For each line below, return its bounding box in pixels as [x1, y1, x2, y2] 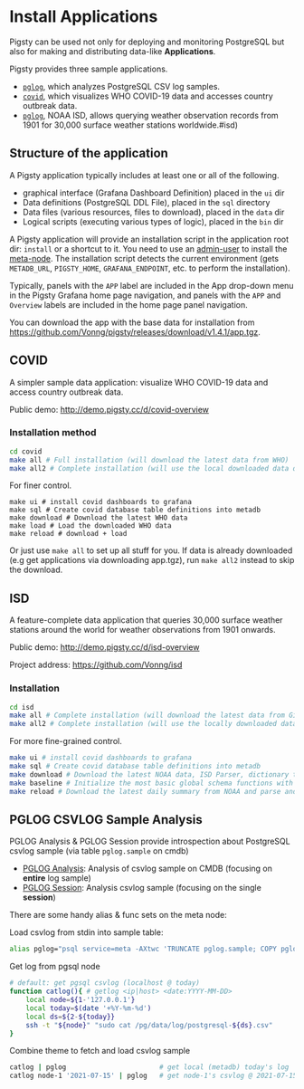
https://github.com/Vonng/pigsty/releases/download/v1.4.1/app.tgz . [9, 326, 261, 337]
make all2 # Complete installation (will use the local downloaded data [9, 463, 290, 473]
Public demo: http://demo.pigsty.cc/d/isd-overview [9, 642, 200, 653]
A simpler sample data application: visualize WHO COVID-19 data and [9, 377, 269, 387]
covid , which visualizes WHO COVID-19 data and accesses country [22, 91, 273, 101]
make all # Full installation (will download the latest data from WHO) [9, 455, 290, 464]
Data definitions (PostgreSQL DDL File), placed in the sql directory [22, 196, 271, 207]
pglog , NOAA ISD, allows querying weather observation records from [22, 110, 279, 120]
